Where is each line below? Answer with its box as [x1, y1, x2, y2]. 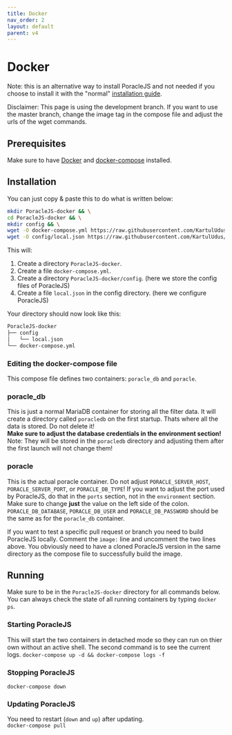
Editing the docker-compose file [7, 359, 117, 368]
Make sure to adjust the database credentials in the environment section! [7, 430, 222, 438]
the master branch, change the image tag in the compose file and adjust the [7, 110, 223, 118]
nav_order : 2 [7, 17, 45, 24]
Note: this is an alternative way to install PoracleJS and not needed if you [7, 82, 215, 91]
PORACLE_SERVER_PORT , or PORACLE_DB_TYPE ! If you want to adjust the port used [7, 484, 225, 493]
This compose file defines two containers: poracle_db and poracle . [7, 374, 197, 383]
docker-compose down [7, 683, 67, 690]
